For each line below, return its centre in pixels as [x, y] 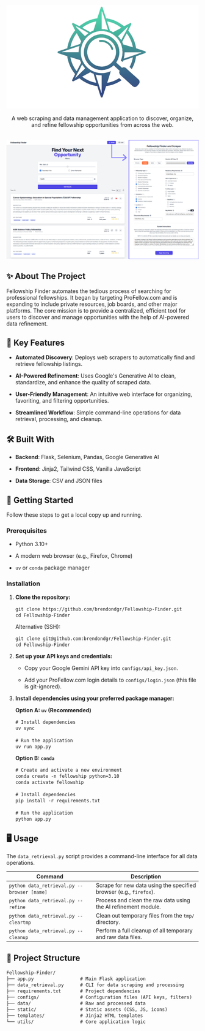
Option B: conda [35, 758]
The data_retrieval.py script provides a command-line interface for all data [102, 856]
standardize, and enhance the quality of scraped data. [83, 382]
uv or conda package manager [52, 568]
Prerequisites [27, 530]
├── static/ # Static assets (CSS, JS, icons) [87, 1010]
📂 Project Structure [43, 958]
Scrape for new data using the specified [146, 885]
